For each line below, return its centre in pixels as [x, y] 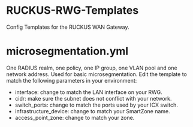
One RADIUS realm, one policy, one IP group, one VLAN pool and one [92, 68]
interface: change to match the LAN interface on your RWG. [89, 92]
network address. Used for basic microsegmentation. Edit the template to [96, 74]
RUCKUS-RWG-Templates [73, 10]
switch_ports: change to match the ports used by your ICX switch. [96, 105]
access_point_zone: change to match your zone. [75, 117]
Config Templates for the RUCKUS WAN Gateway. [68, 27]
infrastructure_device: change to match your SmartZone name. [93, 111]
